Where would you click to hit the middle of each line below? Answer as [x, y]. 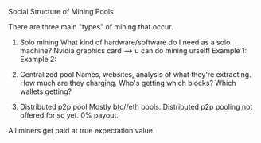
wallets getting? [46, 91]
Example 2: [38, 59]
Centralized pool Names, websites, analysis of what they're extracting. [136, 74]
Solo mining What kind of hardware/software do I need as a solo [125, 42]
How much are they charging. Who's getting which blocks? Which [128, 83]
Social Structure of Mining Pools [61, 12]
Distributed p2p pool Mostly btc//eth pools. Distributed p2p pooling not [136, 107]
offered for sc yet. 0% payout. [69, 115]
